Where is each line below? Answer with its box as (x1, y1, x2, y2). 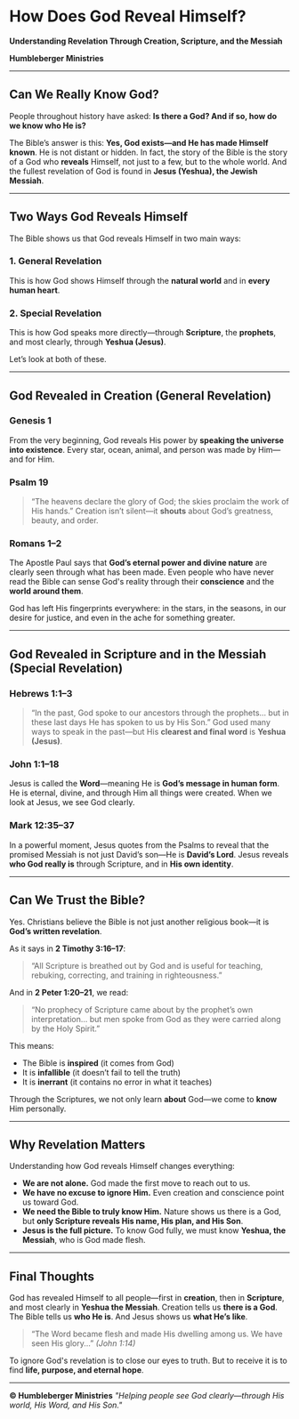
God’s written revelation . (9, 925, 102, 936)
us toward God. (21, 1197, 79, 1207)
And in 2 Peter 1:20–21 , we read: (9, 987, 129, 997)
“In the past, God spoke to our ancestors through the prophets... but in (30, 707, 289, 718)
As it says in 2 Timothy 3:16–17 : (9, 943, 126, 954)
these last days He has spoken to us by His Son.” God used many (30, 717, 271, 728)
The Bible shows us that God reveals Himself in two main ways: (9, 233, 242, 244)
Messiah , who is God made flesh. (21, 1235, 146, 1246)
